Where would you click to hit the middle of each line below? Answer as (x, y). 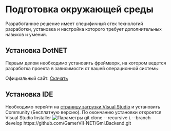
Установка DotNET (36, 50)
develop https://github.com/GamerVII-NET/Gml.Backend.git (68, 123)
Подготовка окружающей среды (79, 9)
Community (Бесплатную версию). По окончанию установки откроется (83, 112)
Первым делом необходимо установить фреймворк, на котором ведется (86, 63)
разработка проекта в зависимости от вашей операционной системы (82, 68)
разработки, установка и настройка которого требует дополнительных (83, 29)
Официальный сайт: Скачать (37, 78)
